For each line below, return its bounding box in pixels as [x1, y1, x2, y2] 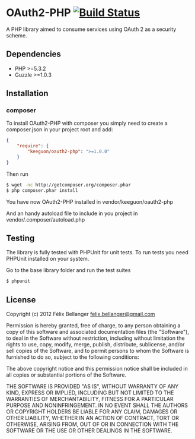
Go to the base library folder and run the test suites [6, 267, 131, 274]
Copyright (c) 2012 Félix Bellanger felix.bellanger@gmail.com [6, 311, 155, 318]
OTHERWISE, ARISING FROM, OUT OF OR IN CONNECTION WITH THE [6, 421, 179, 428]
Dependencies [6, 49, 61, 59]
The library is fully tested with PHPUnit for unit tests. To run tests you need [6, 249, 188, 256]
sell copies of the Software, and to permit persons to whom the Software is [6, 348, 190, 355]
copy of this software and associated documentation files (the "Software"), [6, 329, 190, 336]
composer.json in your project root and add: [6, 126, 114, 133]
